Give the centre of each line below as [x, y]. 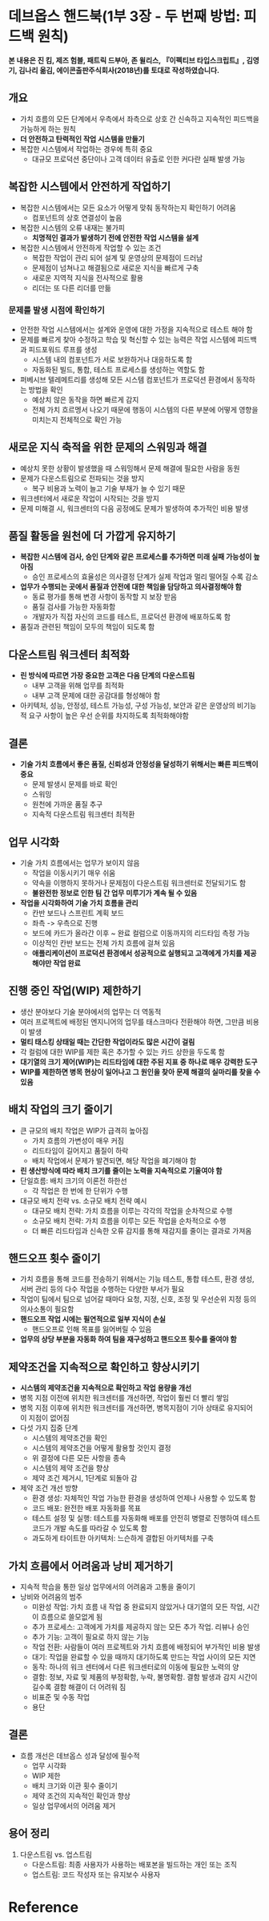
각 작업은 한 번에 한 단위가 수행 [80, 1190]
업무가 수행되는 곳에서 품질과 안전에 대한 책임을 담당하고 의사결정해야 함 [130, 587]
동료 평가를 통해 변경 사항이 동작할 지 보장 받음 [104, 597]
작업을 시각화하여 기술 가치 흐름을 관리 [79, 902]
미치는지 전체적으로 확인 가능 [77, 419]
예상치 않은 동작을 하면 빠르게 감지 [85, 399]
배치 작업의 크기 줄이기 [61, 1110]
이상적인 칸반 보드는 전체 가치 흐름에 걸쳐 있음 [103, 942]
